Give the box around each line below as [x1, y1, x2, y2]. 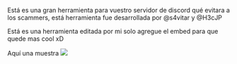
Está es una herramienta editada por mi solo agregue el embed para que [7, 27, 219, 35]
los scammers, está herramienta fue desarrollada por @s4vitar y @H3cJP [7, 13, 223, 22]
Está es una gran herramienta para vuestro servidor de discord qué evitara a [7, 6, 230, 14]
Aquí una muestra [7, 49, 59, 57]
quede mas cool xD [7, 34, 64, 43]
